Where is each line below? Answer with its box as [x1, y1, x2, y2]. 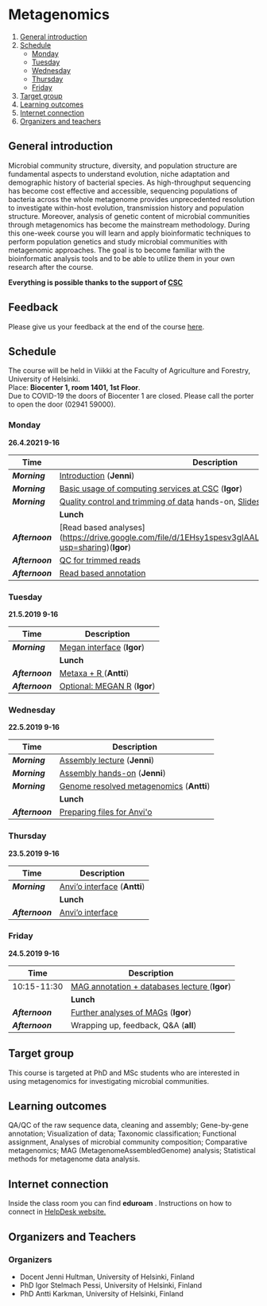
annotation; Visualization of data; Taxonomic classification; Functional [8, 1129, 237, 1139]
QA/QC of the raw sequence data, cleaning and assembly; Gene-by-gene [8, 1121, 249, 1130]
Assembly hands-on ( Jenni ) [59, 768, 166, 779]
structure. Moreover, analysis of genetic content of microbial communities [8, 211, 250, 220]
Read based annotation [59, 567, 146, 579]
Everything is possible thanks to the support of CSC [8, 277, 184, 287]
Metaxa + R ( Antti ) [59, 667, 130, 678]
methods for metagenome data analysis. [8, 1154, 141, 1164]
